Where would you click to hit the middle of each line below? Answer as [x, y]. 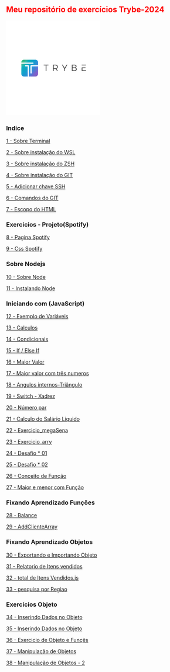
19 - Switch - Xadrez [31, 396]
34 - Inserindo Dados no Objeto [45, 617]
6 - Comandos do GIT [32, 198]
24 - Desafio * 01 [27, 453]
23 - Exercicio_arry [29, 442]
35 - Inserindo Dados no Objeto [44, 628]
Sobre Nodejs [26, 264]
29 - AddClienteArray [32, 527]
